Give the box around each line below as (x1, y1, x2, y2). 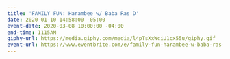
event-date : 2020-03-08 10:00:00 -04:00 (7, 22, 125, 29)
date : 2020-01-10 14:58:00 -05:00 (7, 16, 106, 23)
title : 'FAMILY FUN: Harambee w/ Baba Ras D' (7, 9, 139, 17)
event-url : (7, 41, 38, 48)
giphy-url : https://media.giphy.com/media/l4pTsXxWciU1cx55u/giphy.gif (7, 35, 216, 42)
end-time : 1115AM (7, 28, 57, 36)
